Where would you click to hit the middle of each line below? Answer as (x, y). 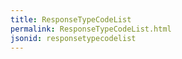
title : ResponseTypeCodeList (71, 19)
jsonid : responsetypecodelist (73, 38)
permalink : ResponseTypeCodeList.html (91, 29)
